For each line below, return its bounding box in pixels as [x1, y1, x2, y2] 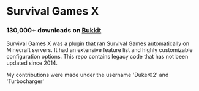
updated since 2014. [6, 59, 58, 67]
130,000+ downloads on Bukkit [6, 26, 102, 35]
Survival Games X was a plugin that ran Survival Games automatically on [6, 40, 190, 47]
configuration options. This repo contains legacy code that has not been [6, 53, 189, 60]
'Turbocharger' [6, 78, 45, 85]
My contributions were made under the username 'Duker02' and [6, 71, 169, 79]
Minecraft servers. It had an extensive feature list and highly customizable [6, 46, 193, 54]
